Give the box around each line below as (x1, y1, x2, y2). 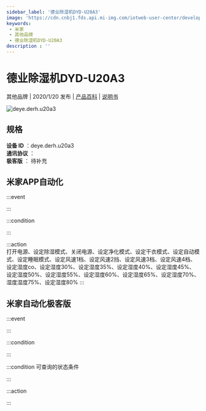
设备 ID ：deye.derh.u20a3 (6, 141, 75, 149)
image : (6, 15, 23, 21)
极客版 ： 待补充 (6, 157, 47, 164)
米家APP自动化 (6, 177, 63, 187)
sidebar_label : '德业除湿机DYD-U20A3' (6, 9, 101, 15)
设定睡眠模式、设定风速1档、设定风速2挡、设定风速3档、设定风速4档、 (17, 255, 196, 263)
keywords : (6, 20, 32, 26)
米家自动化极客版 (6, 298, 71, 309)
